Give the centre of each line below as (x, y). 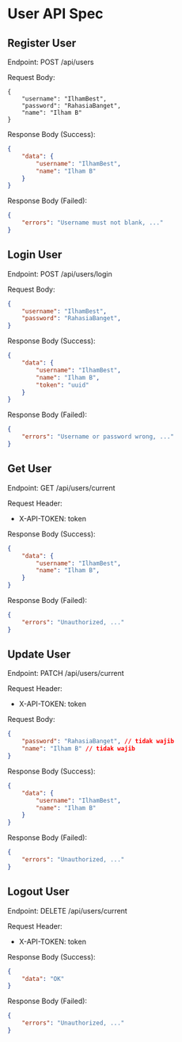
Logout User (38, 892)
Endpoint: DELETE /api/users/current (67, 910)
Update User (39, 655)
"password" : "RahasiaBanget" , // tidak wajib (98, 742)
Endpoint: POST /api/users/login (60, 273)
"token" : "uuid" (63, 385)
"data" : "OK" (43, 979)
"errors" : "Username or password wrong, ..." (98, 437)
